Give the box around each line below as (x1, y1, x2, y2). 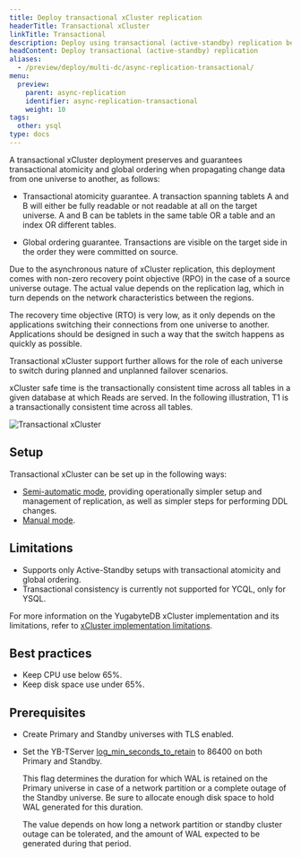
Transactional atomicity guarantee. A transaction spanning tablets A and (21, 190, 289, 202)
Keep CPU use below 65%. (21, 670, 123, 680)
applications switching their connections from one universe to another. (9, 319, 271, 330)
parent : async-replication (25, 88, 126, 97)
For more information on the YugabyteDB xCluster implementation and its (9, 611, 279, 621)
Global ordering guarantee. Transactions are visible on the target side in (21, 237, 288, 247)
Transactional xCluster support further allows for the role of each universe (9, 355, 284, 366)
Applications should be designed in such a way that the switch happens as (9, 328, 285, 339)
